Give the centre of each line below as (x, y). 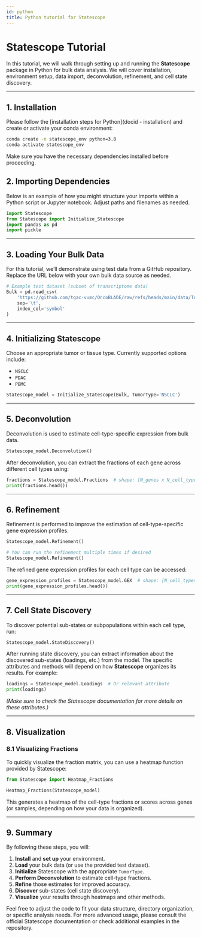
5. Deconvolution (39, 419)
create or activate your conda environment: (60, 128)
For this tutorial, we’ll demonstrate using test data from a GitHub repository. (99, 269)
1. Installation (31, 107)
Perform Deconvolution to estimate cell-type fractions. (83, 878)
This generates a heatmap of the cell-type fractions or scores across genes (99, 802)
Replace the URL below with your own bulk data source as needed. (89, 275)
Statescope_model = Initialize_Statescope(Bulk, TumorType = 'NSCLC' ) (93, 395)
